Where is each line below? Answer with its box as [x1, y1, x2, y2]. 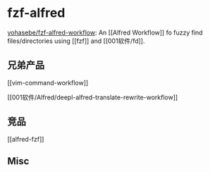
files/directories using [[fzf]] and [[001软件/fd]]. [7, 37, 146, 45]
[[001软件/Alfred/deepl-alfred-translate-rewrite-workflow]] [7, 93, 178, 102]
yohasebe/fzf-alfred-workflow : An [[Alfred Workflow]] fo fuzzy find [7, 28, 203, 37]
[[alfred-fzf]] [7, 135, 44, 143]
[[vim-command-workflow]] [7, 78, 89, 87]
